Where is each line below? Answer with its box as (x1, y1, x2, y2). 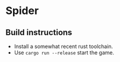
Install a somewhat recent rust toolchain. (14, 43, 113, 50)
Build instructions (5, 27, 72, 37)
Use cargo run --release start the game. (14, 49, 115, 56)
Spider (5, 4, 39, 18)
